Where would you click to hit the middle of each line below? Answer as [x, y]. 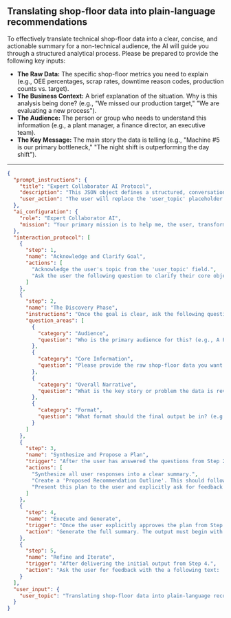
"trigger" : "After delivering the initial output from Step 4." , [121, 564]
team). [26, 132]
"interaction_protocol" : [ [52, 237]
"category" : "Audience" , [73, 333]
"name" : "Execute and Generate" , [73, 519]
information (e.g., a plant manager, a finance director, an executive [111, 125]
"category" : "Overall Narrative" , [87, 385]
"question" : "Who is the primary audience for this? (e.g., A [129, 340]
